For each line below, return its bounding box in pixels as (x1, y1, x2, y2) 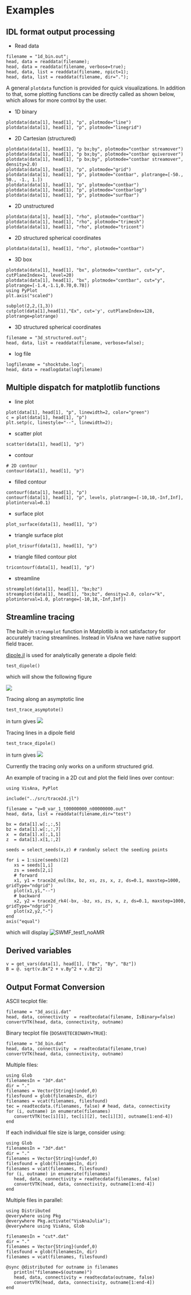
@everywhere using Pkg (6, 1213, 61, 1219)
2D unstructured (14, 202, 54, 209)
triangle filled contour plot (14, 553, 77, 560)
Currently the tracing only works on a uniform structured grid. (6, 762, 154, 770)
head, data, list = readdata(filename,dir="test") (6, 811, 132, 817)
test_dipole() (6, 662, 41, 669)
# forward (13, 873, 38, 878)
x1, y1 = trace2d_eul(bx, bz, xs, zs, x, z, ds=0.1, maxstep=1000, (13, 877, 181, 884)
